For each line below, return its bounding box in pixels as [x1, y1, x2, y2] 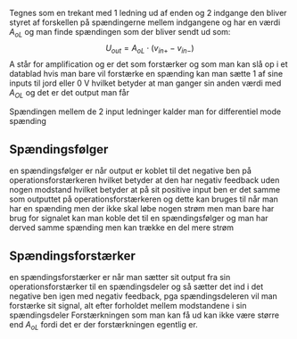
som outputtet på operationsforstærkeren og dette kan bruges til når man [9, 194, 279, 204]
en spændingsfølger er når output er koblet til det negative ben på [9, 165, 252, 177]
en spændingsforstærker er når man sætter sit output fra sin [9, 272, 231, 283]
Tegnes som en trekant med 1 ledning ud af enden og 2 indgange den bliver [9, 8, 287, 18]
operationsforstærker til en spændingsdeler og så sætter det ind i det [9, 281, 264, 293]
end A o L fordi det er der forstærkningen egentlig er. [9, 319, 198, 332]
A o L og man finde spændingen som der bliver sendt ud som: [9, 27, 231, 39]
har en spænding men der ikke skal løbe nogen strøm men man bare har [9, 203, 275, 214]
